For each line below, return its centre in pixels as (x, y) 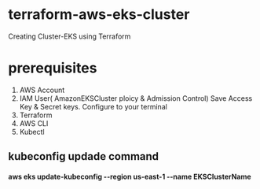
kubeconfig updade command (84, 156)
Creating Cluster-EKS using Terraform (70, 36)
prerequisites (53, 68)
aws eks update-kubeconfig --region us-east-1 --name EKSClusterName (130, 176)
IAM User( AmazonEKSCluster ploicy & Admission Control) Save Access (136, 98)
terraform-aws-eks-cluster (99, 15)
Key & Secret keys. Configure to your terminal (93, 106)
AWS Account (42, 90)
